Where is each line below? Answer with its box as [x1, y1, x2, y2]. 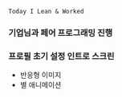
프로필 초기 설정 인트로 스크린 [8, 50, 115, 61]
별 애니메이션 [19, 80, 62, 90]
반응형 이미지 [19, 70, 62, 80]
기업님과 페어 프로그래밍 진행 [8, 27, 113, 38]
